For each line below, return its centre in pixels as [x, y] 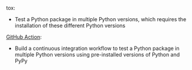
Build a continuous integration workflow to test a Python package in [97, 48]
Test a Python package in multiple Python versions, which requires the [100, 19]
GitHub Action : [24, 37]
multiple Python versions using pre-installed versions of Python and [97, 54]
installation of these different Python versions [70, 26]
